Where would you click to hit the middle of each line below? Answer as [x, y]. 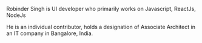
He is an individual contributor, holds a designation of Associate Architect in [101, 27]
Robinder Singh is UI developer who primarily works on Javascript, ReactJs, [101, 9]
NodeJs [16, 15]
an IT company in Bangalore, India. [50, 33]
